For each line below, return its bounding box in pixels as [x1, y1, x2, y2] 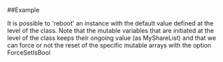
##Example [7, 6, 40, 14]
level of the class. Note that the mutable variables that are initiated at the [7, 27, 215, 34]
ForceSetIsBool [7, 48, 51, 56]
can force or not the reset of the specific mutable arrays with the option [7, 41, 211, 49]
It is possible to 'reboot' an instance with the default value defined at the [7, 19, 214, 27]
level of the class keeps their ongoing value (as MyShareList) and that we [7, 34, 217, 42]
